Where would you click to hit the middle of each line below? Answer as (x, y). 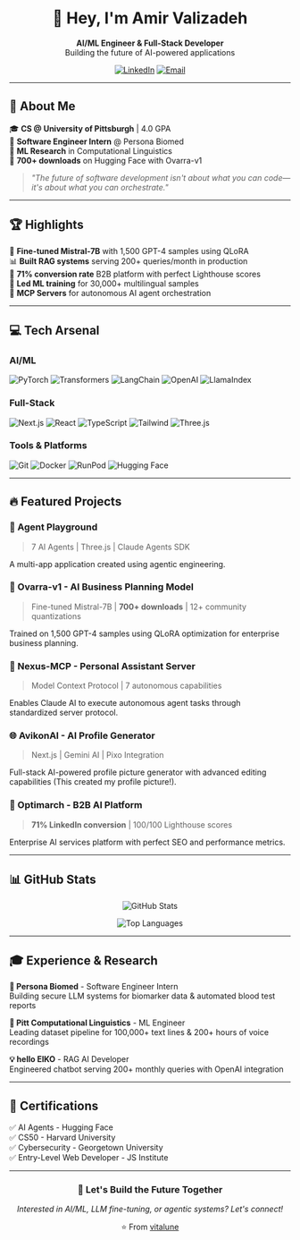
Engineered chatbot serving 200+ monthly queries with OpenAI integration (146, 1069)
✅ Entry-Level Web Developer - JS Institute (89, 1158)
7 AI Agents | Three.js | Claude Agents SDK (110, 547)
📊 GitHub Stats (53, 880)
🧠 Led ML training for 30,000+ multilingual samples (104, 283)
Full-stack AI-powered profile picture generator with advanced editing (138, 772)
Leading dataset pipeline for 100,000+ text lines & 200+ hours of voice (139, 1032)
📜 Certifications (54, 1105)
